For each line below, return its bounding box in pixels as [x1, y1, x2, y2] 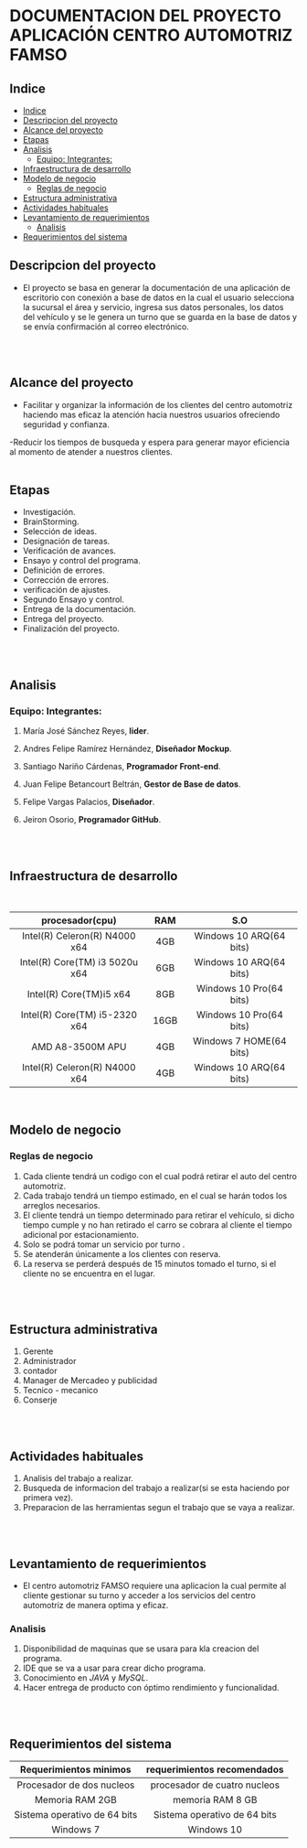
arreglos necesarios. [22, 1199, 101, 1210]
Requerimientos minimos [19, 1763, 132, 1776]
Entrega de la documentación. [22, 604, 137, 615]
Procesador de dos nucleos [16, 1778, 135, 1791]
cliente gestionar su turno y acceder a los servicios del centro [22, 1590, 256, 1601]
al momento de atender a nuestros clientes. [9, 446, 174, 457]
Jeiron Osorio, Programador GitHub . [22, 814, 162, 825]
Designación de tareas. [22, 536, 111, 547]
